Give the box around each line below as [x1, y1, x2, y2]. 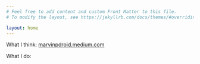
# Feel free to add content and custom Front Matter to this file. [6, 8, 177, 15]
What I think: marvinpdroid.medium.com [6, 41, 105, 48]
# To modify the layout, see [6, 14, 79, 20]
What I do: [6, 53, 32, 60]
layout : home [6, 25, 39, 31]
